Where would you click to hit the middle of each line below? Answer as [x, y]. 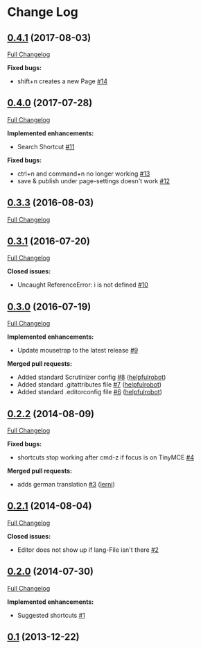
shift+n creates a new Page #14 [62, 81]
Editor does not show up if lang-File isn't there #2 [88, 550]
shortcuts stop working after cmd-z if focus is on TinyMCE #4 [106, 457]
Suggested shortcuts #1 [51, 615]
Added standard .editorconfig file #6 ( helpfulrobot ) [90, 392]
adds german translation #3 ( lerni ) [66, 484]
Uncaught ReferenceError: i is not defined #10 [83, 285]
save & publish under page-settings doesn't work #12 [94, 180]
